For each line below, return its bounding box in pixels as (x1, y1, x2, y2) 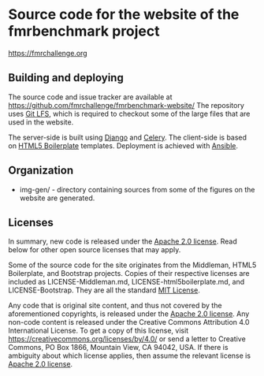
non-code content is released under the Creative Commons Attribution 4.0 (8, 318, 250, 327)
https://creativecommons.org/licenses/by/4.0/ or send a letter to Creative (8, 334, 246, 344)
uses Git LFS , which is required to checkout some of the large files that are (8, 109, 251, 118)
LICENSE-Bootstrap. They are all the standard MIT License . (8, 285, 201, 295)
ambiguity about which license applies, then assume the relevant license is (8, 351, 251, 360)
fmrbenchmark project (8, 22, 160, 40)
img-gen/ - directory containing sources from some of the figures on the (19, 184, 255, 194)
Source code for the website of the (8, 6, 240, 24)
